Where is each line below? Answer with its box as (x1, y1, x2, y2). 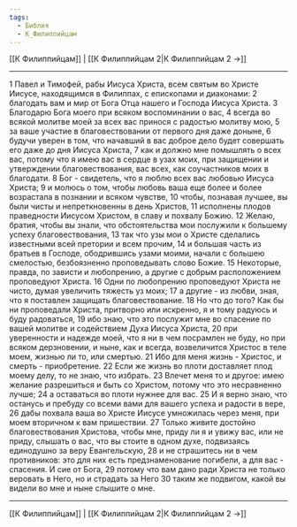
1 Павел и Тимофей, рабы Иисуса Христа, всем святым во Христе (9, 79, 259, 89)
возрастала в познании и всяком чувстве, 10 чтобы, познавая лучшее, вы (9, 192, 288, 202)
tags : (9, 12, 29, 22)
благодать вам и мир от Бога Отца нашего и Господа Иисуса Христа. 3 (9, 98, 278, 109)
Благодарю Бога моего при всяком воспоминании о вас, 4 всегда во (9, 107, 271, 118)
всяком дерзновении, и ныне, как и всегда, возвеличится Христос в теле (9, 342, 287, 353)
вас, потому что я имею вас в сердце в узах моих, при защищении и (9, 154, 270, 164)
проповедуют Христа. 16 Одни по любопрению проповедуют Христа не (9, 276, 281, 287)
